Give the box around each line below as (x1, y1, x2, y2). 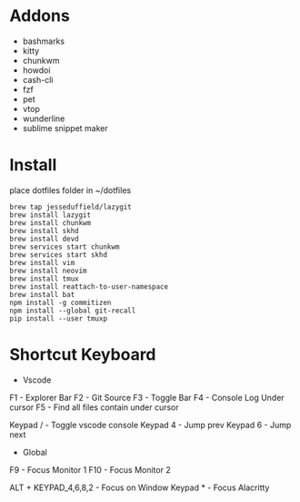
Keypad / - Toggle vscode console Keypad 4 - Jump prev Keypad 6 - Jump (9, 419, 292, 430)
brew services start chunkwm (9, 242, 120, 251)
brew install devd (9, 234, 79, 243)
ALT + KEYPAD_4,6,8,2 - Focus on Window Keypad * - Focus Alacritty (9, 482, 270, 493)
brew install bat (9, 290, 75, 299)
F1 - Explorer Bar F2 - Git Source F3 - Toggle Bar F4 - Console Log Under (9, 392, 285, 403)
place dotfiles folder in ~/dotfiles (9, 184, 132, 196)
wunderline (22, 113, 65, 124)
